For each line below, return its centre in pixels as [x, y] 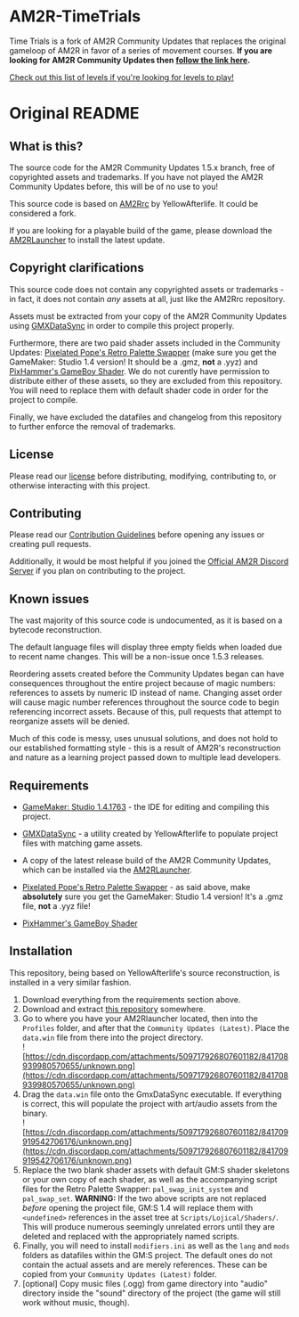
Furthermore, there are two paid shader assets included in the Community [145, 343]
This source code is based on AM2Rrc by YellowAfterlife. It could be [134, 203]
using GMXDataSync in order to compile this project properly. [122, 325]
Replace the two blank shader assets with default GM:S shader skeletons [156, 1170]
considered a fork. [43, 213]
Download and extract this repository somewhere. [114, 1009]
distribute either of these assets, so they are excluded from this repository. [146, 380]
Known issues [49, 599]
